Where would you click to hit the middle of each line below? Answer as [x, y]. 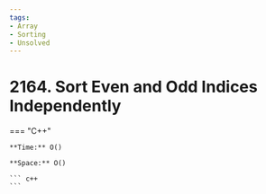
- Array [24, 26]
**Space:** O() [38, 163]
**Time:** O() [36, 148]
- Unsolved [30, 43]
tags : [19, 18]
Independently [65, 106]
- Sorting [28, 34]
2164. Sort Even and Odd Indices [134, 87]
